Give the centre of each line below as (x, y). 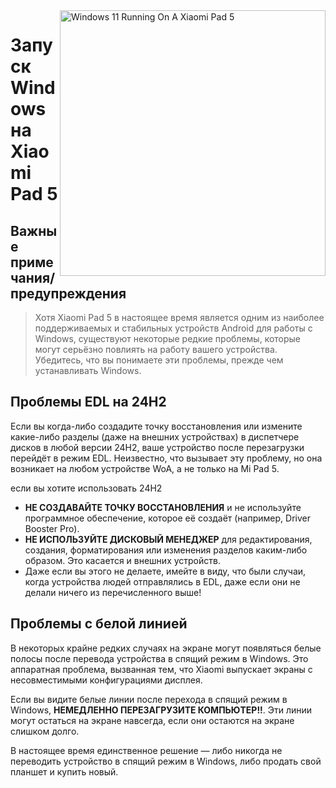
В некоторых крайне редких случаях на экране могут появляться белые (166, 648)
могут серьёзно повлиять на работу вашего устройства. (156, 349)
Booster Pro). (52, 528)
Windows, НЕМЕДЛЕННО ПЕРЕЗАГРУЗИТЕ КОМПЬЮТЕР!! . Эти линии (161, 710)
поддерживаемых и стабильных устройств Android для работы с (173, 328)
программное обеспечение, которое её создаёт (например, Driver (167, 518)
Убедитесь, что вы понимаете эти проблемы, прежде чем (159, 360)
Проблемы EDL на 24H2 (88, 402)
